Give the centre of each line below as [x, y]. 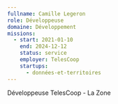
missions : [22, 33]
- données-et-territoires [63, 72]
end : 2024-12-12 [44, 46]
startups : [34, 66]
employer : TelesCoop [50, 60]
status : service [44, 53]
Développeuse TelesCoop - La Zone [59, 93]
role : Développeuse [36, 20]
